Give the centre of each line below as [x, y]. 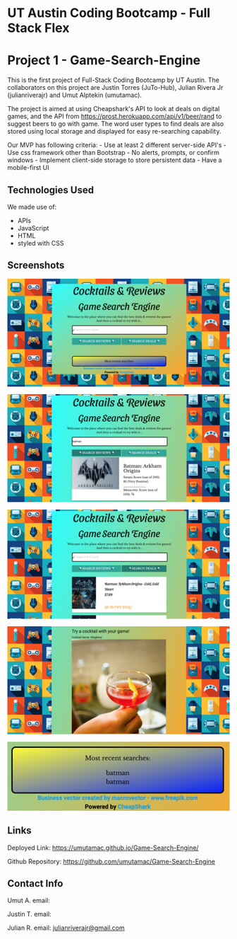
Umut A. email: [29, 901]
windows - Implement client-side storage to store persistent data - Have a [115, 160]
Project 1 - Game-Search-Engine [104, 61]
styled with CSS [41, 243]
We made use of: [32, 207]
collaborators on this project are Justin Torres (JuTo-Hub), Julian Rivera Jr [115, 88]
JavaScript [33, 228]
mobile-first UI [28, 168]
